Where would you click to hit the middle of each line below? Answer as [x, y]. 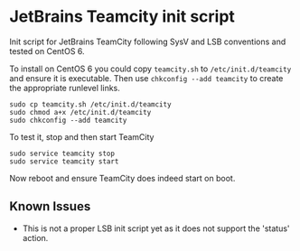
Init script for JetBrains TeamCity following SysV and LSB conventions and [148, 42]
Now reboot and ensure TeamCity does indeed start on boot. [122, 178]
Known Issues [50, 206]
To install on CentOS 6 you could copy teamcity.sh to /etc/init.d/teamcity [150, 69]
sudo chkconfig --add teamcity [68, 120]
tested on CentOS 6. [47, 51]
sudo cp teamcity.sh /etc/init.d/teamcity [90, 104]
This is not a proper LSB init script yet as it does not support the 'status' [156, 228]
